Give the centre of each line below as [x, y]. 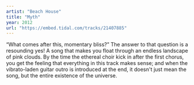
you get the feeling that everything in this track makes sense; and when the [97, 63]
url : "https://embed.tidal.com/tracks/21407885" [67, 28]
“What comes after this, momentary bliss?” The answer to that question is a [97, 45]
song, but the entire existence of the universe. [62, 76]
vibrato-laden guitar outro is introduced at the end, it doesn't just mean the [96, 69]
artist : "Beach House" [34, 11]
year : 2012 [19, 22]
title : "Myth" [23, 17]
